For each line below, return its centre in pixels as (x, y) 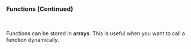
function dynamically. (33, 40)
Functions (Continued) (40, 9)
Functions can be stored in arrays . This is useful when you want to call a (96, 33)
